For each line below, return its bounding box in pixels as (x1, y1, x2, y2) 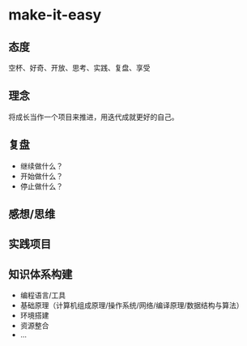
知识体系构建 (8, 267, 73, 281)
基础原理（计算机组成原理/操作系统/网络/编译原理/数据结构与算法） (19, 301, 244, 310)
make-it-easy (8, 6, 102, 24)
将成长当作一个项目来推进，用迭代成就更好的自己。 (8, 112, 179, 122)
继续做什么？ (19, 160, 63, 171)
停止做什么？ (19, 181, 63, 191)
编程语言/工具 (19, 290, 66, 301)
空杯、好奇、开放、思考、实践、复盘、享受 (8, 63, 151, 72)
